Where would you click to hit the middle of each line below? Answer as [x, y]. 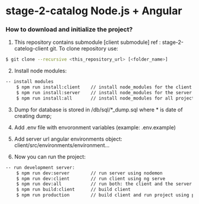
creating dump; [33, 116]
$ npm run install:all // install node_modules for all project [105, 98]
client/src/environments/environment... [62, 145]
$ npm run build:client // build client [74, 190]
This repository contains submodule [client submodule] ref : [87, 42]
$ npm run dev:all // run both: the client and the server [104, 184]
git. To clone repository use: [84, 49]
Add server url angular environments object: [68, 139]
